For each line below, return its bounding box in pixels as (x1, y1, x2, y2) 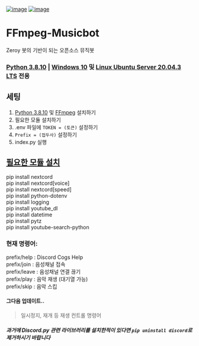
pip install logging (6, 198, 49, 206)
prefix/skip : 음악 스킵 (6, 283, 57, 290)
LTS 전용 (6, 72, 30, 80)
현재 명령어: (6, 240, 38, 248)
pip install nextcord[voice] (6, 180, 70, 187)
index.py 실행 (14, 138, 47, 145)
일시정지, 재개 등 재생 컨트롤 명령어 (20, 312, 102, 319)
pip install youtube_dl (6, 205, 58, 212)
